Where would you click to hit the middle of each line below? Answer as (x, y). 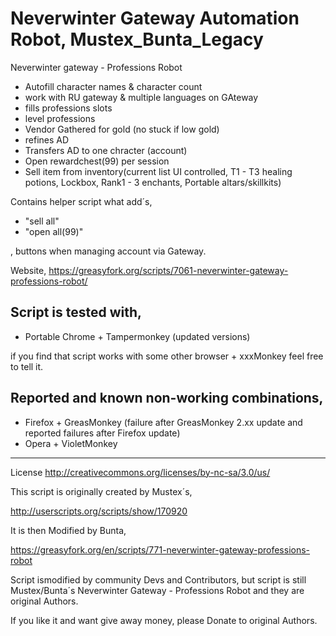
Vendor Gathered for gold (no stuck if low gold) (122, 129)
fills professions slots (68, 108)
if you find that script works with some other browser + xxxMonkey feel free (167, 356)
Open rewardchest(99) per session (97, 161)
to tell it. (27, 366)
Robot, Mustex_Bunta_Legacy (137, 39)
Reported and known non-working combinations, (167, 398)
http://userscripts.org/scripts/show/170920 (99, 511)
